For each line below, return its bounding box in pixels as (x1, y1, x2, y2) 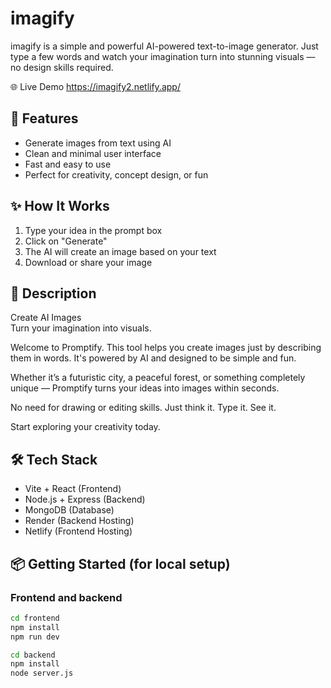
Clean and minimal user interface (24, 147, 162, 159)
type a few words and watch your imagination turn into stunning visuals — (10, 50, 316, 62)
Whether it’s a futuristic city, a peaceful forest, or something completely (10, 372, 306, 384)
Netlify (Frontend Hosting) (24, 525, 133, 537)
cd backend (10, 650, 56, 660)
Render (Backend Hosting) (24, 515, 135, 527)
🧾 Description (10, 285, 97, 302)
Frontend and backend (10, 590, 123, 604)
